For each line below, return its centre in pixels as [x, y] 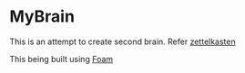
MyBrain [42, 17]
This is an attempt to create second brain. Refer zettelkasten [122, 41]
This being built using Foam [61, 59]
